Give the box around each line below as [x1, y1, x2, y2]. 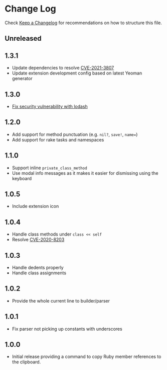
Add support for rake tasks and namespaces [12, 136, 104, 142]
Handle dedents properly [12, 265, 64, 271]
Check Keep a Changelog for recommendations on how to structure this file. [5, 20, 162, 26]
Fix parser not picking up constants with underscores [12, 326, 122, 332]
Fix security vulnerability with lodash [12, 103, 88, 109]
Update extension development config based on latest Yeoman [12, 70, 142, 76]
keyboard [12, 175, 32, 181]
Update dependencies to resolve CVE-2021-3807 [12, 65, 114, 71]
